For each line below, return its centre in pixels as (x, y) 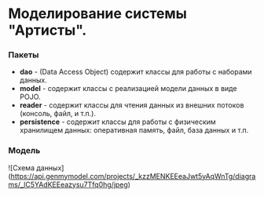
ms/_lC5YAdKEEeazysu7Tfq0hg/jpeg (68, 184)
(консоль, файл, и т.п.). (58, 114)
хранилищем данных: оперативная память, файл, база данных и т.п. (134, 130)
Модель (24, 151)
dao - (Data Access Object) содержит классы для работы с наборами (136, 72)
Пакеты (24, 55)
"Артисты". (48, 30)
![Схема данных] (36, 168)
